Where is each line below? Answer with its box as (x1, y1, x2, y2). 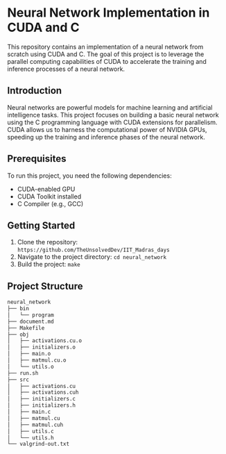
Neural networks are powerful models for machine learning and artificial (7, 103, 213, 112)
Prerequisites (7, 153, 67, 165)
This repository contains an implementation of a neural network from (7, 42, 204, 51)
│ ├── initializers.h (7, 402, 76, 409)
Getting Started (7, 219, 76, 231)
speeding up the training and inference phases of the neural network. (7, 133, 206, 141)
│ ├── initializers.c (7, 396, 76, 403)
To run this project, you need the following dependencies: (7, 171, 172, 180)
